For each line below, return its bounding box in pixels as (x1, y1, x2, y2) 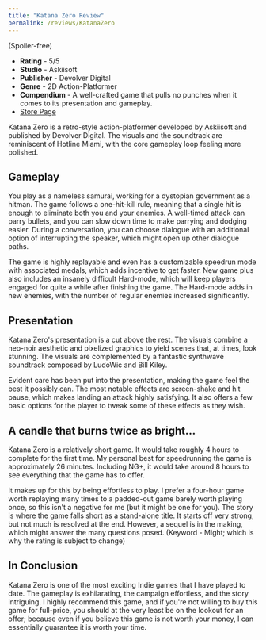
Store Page (19, 106, 57, 116)
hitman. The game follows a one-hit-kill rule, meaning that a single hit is (8, 200, 241, 209)
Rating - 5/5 (19, 56, 60, 66)
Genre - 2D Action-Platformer (19, 81, 117, 91)
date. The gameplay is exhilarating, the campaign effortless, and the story (8, 588, 249, 598)
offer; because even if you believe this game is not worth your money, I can (8, 614, 254, 623)
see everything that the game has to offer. (8, 469, 145, 480)
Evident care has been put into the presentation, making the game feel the (8, 376, 250, 385)
